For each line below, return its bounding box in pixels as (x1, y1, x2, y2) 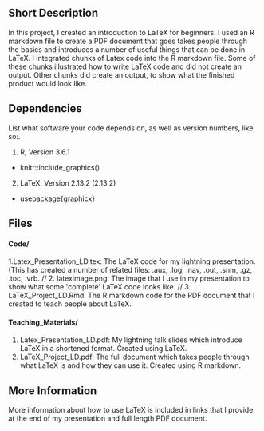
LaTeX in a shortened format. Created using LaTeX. (19, 344, 187, 353)
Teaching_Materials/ (8, 317, 78, 327)
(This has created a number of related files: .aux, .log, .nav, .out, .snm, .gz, (8, 265, 253, 275)
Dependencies (8, 102, 82, 115)
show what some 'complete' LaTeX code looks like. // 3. (8, 282, 191, 292)
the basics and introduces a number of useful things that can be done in (8, 44, 246, 54)
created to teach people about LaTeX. (8, 299, 132, 309)
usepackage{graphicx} (19, 194, 96, 203)
